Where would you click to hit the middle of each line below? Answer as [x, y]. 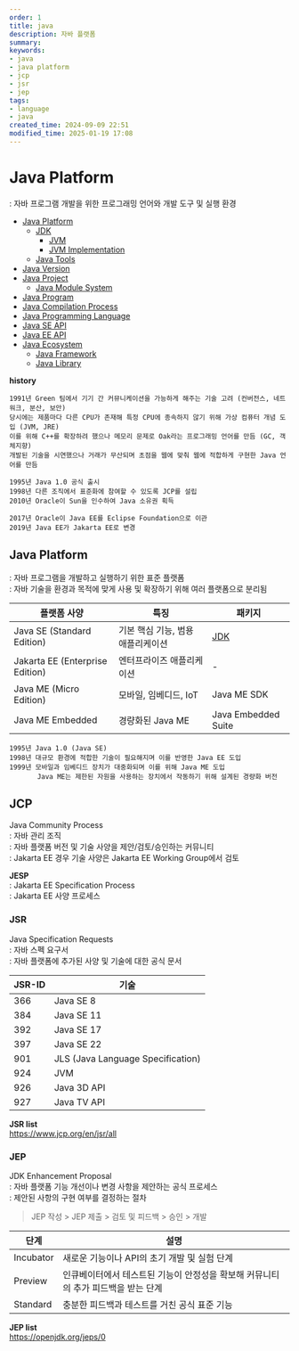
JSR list [24, 1124]
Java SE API [44, 325]
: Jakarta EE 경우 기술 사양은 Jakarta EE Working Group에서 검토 [125, 858]
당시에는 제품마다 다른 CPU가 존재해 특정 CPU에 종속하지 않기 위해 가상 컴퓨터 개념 [142, 417]
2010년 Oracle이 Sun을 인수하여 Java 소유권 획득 [92, 501]
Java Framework [66, 354]
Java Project [45, 278]
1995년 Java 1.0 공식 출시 [55, 482]
